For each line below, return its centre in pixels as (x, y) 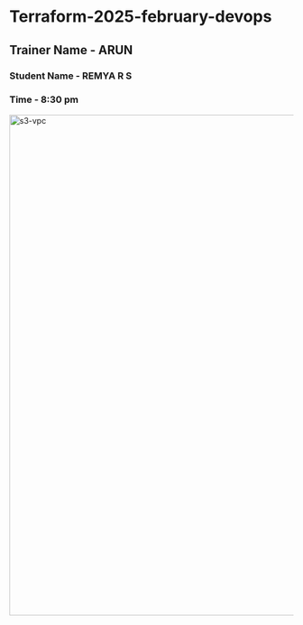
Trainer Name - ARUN (71, 50)
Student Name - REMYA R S (71, 76)
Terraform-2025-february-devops (141, 17)
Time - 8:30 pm (44, 99)
